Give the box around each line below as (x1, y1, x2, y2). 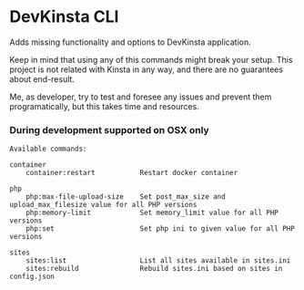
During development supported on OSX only (9, 123, 209, 136)
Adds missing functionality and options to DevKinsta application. (9, 36, 252, 47)
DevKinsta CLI (9, 6, 119, 27)
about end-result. (9, 73, 76, 84)
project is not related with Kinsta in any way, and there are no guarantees (9, 64, 284, 75)
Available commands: (9, 144, 88, 154)
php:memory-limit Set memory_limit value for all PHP (25, 208, 279, 218)
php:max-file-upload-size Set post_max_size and (25, 192, 226, 202)
